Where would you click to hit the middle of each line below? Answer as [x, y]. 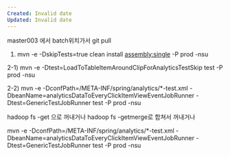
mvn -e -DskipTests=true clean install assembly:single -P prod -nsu [113, 54]
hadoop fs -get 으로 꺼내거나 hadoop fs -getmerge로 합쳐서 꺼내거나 [101, 117]
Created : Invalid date [39, 13]
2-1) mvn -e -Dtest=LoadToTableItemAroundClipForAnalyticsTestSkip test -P [115, 67]
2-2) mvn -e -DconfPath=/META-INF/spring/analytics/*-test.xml [98, 88]
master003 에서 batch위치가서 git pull [59, 40]
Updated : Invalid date [39, 20]
